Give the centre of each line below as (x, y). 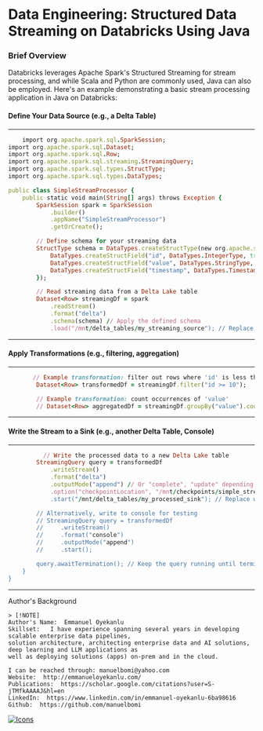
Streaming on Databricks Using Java (129, 31)
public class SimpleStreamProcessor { (71, 190)
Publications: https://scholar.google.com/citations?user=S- (112, 684)
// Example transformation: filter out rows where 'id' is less (139, 377)
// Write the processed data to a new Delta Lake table (136, 455)
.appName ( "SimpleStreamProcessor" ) (108, 220)
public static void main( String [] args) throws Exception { (122, 198)
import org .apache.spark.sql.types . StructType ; (87, 169)
